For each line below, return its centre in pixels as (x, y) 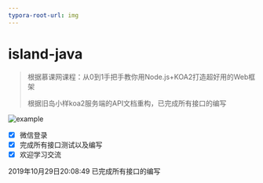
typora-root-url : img (44, 15)
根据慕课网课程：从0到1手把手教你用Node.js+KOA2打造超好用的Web (138, 77)
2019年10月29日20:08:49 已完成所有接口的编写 (84, 171)
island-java (46, 54)
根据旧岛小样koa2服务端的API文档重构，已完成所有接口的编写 (127, 103)
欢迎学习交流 (40, 154)
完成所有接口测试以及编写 (61, 145)
